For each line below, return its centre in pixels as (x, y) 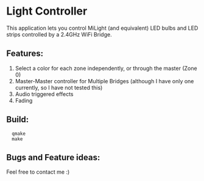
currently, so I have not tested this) (59, 87)
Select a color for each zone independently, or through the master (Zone (106, 68)
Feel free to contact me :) (38, 172)
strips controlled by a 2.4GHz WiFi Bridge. (59, 34)
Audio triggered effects (44, 94)
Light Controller (47, 11)
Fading (24, 100)
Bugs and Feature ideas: (53, 157)
